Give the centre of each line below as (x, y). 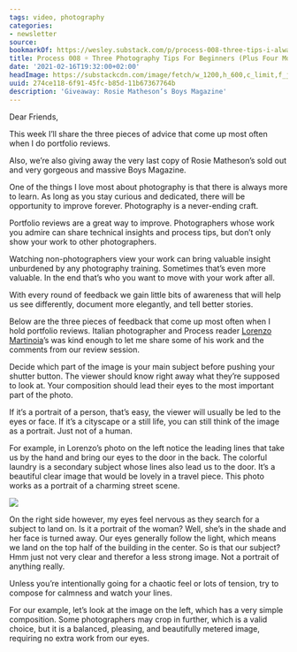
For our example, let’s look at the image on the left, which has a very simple (146, 610)
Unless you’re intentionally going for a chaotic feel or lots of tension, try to (144, 583)
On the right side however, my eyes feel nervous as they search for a (134, 519)
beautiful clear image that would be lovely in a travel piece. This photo (137, 476)
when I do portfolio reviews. (60, 143)
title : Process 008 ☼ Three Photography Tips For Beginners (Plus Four (144, 58)
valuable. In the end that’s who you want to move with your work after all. (142, 277)
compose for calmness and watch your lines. (91, 593)
